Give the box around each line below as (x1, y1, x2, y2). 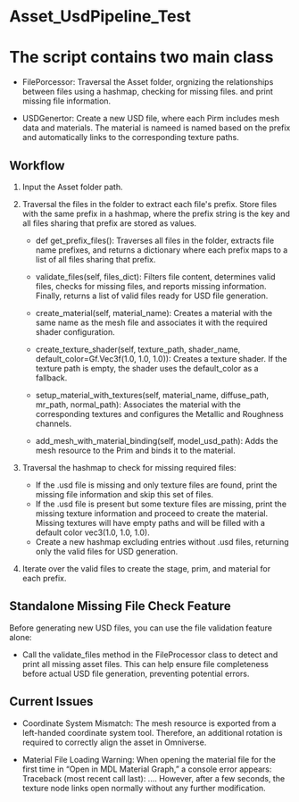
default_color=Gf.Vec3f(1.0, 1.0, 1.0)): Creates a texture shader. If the (35, 353, 287, 363)
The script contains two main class (9, 47, 274, 68)
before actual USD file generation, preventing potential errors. (21, 668, 250, 679)
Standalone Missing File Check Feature (9, 598, 231, 614)
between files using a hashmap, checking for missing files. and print (21, 87, 274, 97)
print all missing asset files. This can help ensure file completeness (21, 658, 270, 669)
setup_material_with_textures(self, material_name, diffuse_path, (35, 389, 270, 400)
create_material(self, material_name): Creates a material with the (35, 307, 273, 318)
